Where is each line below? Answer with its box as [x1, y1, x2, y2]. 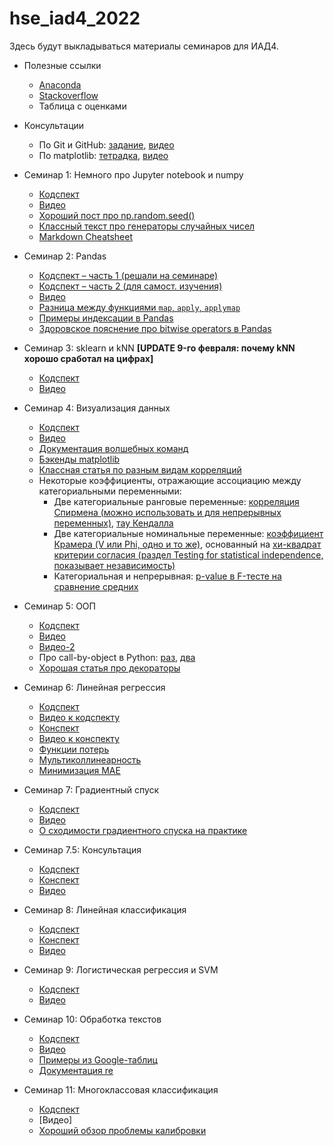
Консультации [23, 119, 85, 131]
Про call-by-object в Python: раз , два [38, 651, 196, 663]
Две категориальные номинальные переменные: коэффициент [53, 527, 324, 539]
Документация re [38, 1064, 114, 1076]
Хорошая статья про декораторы [38, 662, 181, 674]
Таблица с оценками [38, 100, 127, 112]
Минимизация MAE [38, 764, 121, 776]
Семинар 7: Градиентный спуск [23, 783, 160, 796]
